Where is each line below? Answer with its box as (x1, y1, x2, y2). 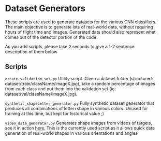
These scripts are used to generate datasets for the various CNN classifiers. (5, 19, 157, 25)
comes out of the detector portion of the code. (5, 34, 98, 40)
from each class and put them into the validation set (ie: (5, 85, 116, 92)
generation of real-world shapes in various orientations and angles (5, 130, 138, 136)
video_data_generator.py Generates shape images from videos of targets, (5, 120, 152, 126)
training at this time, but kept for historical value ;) (5, 111, 104, 116)
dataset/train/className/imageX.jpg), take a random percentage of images (5, 81, 156, 86)
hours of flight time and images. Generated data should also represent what (5, 29, 156, 35)
